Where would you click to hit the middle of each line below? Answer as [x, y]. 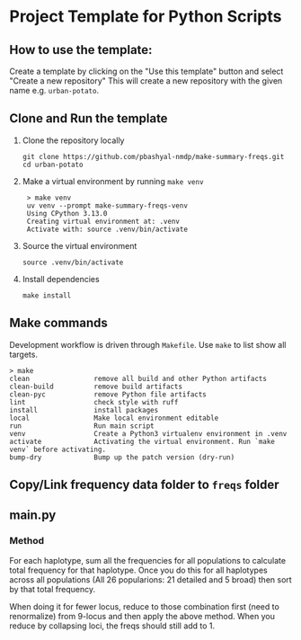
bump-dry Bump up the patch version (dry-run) [122, 457]
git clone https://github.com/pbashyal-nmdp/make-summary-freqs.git [153, 156]
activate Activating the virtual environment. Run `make [142, 441]
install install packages [84, 410]
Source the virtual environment [80, 245]
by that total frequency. [53, 589]
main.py [33, 516]
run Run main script [82, 426]
